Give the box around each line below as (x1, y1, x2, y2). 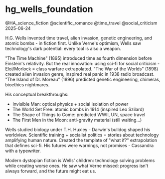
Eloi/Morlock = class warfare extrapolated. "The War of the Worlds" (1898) (5, 66, 159, 72)
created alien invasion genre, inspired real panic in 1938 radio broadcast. (5, 71, 155, 77)
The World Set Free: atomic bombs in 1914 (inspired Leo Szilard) (12, 106, 145, 112)
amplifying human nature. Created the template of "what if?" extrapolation (5, 137, 158, 143)
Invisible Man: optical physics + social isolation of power (12, 101, 129, 107)
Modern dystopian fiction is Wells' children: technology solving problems (5, 157, 155, 163)
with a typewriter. (5, 148, 41, 154)
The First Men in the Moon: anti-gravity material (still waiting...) (12, 117, 142, 123)
